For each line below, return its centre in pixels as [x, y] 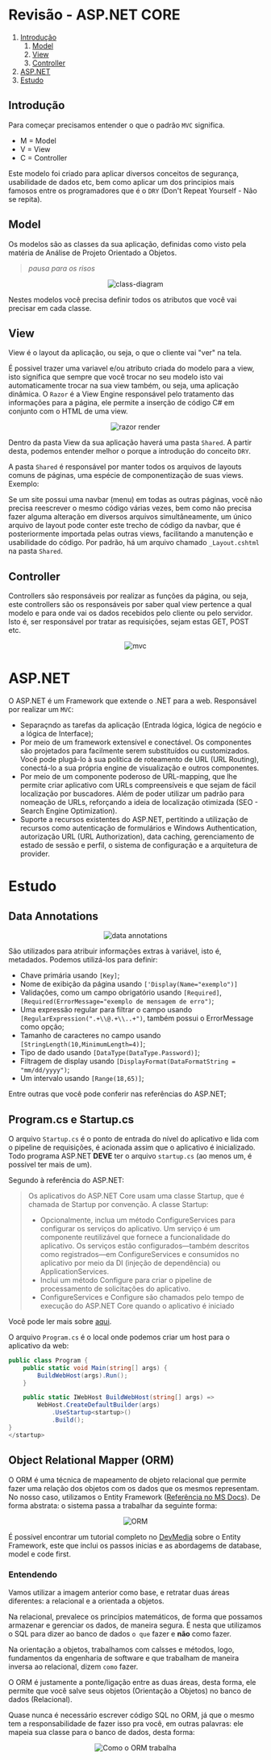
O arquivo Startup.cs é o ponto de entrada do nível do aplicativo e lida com [134, 1138]
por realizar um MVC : [41, 710]
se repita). [25, 199]
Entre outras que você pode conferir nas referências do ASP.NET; [117, 1094]
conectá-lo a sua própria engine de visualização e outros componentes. [140, 768]
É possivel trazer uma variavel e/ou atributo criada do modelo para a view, [131, 368]
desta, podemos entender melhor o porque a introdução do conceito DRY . [130, 451]
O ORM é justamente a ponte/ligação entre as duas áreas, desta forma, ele [132, 1682]
